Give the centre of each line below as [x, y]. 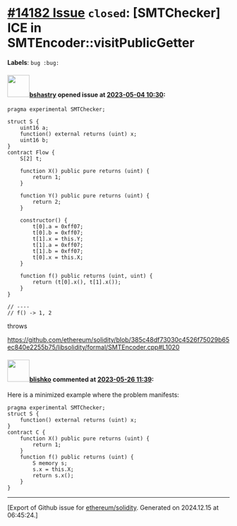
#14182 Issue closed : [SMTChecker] [114, 13]
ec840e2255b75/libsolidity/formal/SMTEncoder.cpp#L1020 [93, 348]
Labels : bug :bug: [34, 62]
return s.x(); [53, 476]
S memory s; [50, 463]
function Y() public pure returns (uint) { [85, 196]
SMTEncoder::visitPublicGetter [101, 43]
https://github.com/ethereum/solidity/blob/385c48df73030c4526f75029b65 [119, 340]
